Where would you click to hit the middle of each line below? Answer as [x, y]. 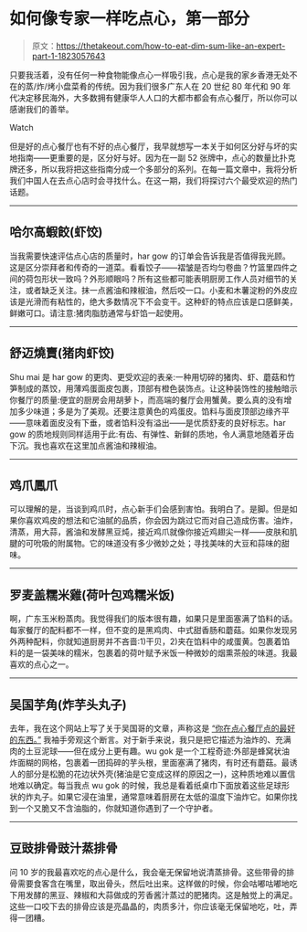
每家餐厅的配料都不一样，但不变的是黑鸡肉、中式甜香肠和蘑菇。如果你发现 [149, 630]
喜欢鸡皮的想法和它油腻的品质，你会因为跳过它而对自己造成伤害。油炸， [161, 521]
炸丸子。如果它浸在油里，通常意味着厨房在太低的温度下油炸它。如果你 [157, 797]
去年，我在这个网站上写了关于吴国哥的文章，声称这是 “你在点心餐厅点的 [145, 728]
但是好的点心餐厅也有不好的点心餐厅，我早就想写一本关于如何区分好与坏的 [149, 146]
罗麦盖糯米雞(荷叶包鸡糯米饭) [92, 595]
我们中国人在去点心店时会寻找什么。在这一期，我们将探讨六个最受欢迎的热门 [153, 180]
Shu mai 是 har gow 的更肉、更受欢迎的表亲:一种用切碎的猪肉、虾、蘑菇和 [148, 376]
